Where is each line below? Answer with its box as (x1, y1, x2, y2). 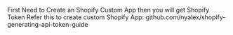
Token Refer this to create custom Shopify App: (7, 13, 145, 21)
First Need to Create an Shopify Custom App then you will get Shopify (7, 6, 210, 14)
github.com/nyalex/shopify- (145, 13, 226, 21)
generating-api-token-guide (7, 21, 88, 28)
